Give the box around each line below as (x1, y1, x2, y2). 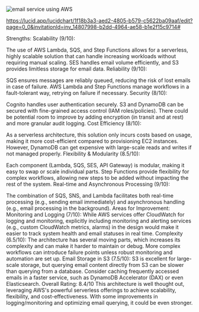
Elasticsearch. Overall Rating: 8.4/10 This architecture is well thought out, (6, 281, 185, 287)
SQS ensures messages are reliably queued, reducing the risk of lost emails (6, 77, 191, 84)
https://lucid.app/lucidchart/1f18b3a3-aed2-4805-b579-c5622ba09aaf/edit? (6, 17, 193, 24)
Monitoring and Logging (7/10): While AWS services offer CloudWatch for (6, 211, 185, 218)
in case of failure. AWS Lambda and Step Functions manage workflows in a (6, 83, 190, 90)
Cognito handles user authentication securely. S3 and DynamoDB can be (6, 101, 184, 108)
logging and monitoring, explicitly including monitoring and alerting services (6, 217, 191, 224)
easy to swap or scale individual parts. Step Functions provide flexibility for (6, 168, 190, 175)
